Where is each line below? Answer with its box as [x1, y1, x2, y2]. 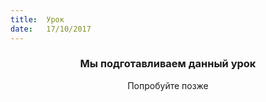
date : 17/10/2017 [10, 24, 92, 34]
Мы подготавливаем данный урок [79, 57, 257, 71]
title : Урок [10, 14, 65, 25]
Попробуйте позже [127, 79, 209, 91]
